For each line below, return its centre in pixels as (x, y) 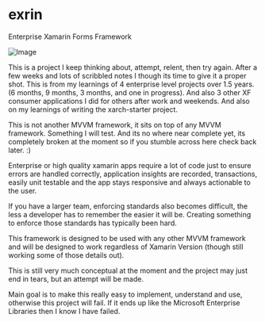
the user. (23, 190)
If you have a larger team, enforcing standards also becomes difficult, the (128, 206)
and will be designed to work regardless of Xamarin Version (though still (126, 247)
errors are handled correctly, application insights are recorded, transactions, (133, 174)
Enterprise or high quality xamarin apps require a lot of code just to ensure (130, 165)
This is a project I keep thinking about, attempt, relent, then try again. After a (133, 67)
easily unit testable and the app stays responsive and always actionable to (130, 182)
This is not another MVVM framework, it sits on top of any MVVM (115, 125)
